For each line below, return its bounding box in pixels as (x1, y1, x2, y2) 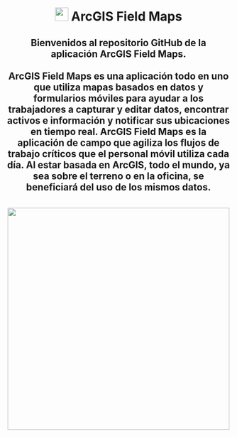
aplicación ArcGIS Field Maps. (50, 48, 187, 60)
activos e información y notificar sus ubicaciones (7, 114, 230, 126)
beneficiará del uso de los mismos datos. (26, 181, 211, 193)
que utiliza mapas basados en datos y (33, 81, 204, 93)
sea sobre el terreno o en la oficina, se (33, 170, 204, 182)
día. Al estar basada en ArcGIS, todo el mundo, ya (7, 158, 230, 171)
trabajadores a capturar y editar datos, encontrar (8, 103, 229, 115)
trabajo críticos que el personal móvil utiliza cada (7, 148, 230, 160)
